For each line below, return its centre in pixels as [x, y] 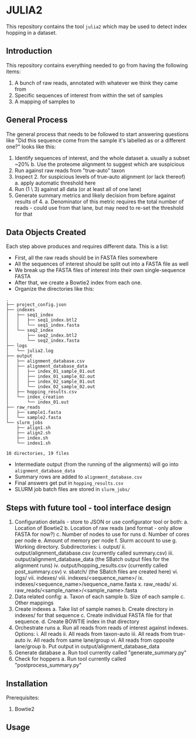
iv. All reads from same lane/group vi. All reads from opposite [100, 640]
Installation [27, 683]
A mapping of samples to [45, 101]
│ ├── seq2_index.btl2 [42, 336]
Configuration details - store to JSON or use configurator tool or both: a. [102, 522]
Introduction [29, 51]
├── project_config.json [36, 305]
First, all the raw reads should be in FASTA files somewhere [86, 258]
